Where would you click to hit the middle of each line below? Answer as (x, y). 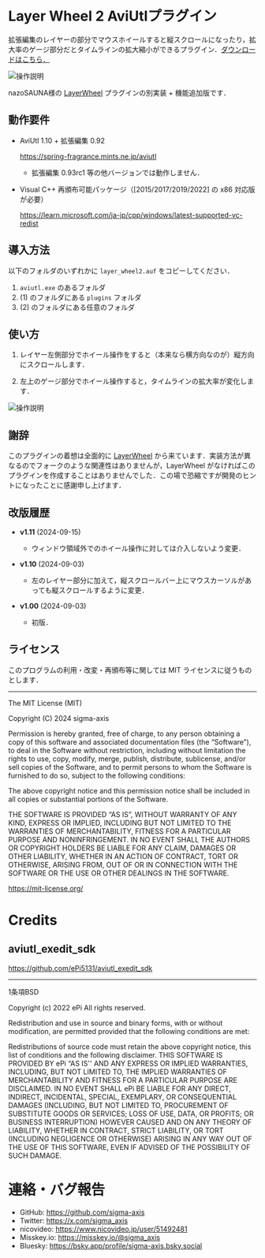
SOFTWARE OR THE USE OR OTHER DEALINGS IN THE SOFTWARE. (119, 873)
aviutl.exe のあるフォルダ (63, 287)
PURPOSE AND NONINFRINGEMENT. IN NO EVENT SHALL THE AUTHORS (129, 839)
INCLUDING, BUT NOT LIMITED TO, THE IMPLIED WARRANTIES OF (118, 1071)
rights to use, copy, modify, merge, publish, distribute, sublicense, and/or (127, 759)
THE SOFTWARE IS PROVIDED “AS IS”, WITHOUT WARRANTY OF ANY (123, 814)
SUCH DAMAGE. (35, 1155)
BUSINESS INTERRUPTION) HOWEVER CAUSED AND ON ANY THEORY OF (130, 1122)
